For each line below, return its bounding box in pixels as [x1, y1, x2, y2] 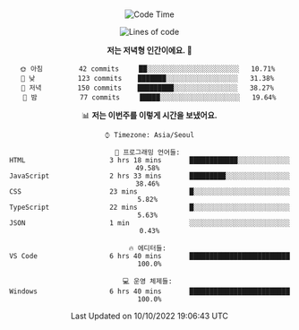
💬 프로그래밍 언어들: [115, 148, 181, 157]
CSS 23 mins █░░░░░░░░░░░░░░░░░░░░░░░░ [9, 187, 290, 196]
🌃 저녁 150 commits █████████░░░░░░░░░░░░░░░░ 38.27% [21, 83, 275, 92]
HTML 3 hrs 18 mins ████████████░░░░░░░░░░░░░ [9, 156, 290, 165]
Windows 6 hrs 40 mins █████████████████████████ [9, 287, 290, 296]
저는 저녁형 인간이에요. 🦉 [106, 45, 193, 56]
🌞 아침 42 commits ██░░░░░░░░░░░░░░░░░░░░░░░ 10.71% [20, 65, 276, 74]
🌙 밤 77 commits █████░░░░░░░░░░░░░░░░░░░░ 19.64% [22, 93, 277, 102]
